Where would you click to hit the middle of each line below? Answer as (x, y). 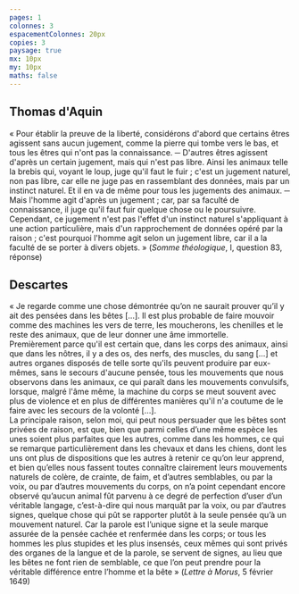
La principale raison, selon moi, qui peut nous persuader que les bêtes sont (148, 420)
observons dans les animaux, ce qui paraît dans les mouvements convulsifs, (149, 382)
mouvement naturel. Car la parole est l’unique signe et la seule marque (139, 524)
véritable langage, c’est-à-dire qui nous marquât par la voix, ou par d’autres (148, 506)
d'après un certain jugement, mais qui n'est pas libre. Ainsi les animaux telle (149, 162)
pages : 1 (25, 17)
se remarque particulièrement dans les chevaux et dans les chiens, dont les (148, 448)
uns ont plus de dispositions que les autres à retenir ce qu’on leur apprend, (147, 458)
